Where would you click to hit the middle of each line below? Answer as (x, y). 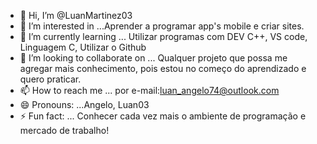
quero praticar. (50, 79)
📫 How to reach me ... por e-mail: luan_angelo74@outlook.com (149, 90)
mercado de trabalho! (64, 130)
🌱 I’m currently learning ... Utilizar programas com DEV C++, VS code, (163, 36)
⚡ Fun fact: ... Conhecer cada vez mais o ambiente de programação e (163, 116)
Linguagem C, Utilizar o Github (83, 47)
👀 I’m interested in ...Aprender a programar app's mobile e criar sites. (162, 26)
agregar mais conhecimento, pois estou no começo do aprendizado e (163, 68)
